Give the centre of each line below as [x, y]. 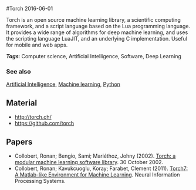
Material [21, 103]
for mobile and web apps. [37, 45]
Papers [19, 141]
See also [18, 71]
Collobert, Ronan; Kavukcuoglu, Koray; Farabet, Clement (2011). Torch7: [101, 168]
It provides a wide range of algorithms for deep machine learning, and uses [97, 32]
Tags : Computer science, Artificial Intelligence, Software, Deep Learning [94, 56]
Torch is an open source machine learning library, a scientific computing [93, 20]
